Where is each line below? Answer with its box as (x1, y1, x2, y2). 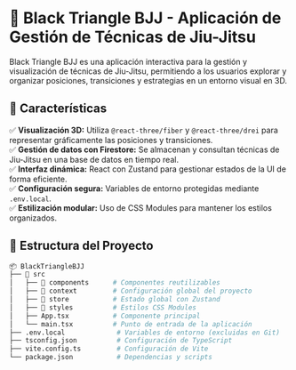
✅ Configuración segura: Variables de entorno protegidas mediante (9, 182, 260, 194)
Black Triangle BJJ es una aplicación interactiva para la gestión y (9, 56, 247, 67)
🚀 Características (9, 101, 108, 117)
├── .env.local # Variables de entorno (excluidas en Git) (9, 328, 280, 337)
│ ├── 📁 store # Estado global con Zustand (9, 295, 220, 304)
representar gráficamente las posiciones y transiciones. (9, 134, 213, 145)
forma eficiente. (9, 173, 68, 184)
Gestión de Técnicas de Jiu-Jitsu (9, 27, 256, 47)
